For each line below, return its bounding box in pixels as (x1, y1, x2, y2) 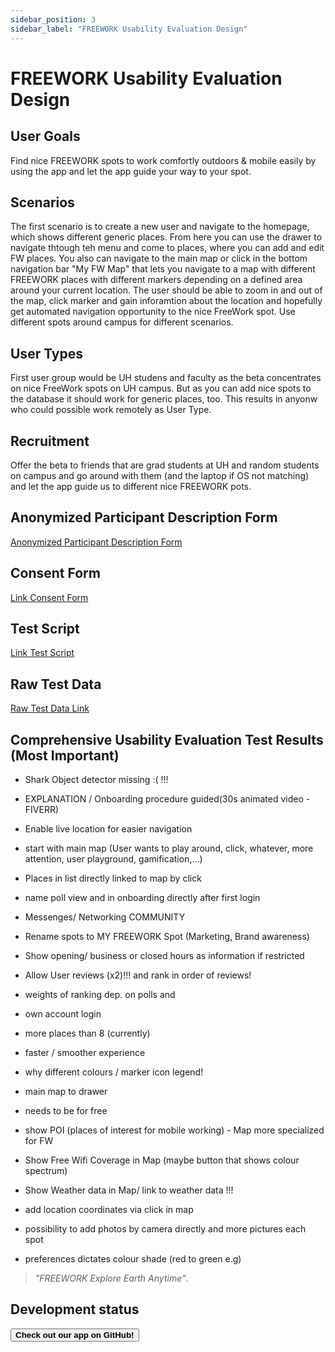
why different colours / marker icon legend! (24, 1066, 204, 1078)
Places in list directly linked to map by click (24, 872, 202, 884)
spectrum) (24, 1165, 68, 1176)
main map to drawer (24, 1086, 108, 1097)
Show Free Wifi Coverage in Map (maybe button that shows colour (24, 1154, 300, 1166)
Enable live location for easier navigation (24, 823, 193, 835)
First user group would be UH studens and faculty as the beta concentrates (10, 372, 322, 384)
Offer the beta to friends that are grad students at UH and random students (10, 459, 320, 471)
